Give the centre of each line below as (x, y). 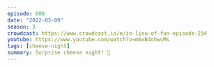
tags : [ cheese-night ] (39, 46)
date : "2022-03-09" (36, 20)
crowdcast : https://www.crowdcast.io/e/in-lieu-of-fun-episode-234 (107, 33)
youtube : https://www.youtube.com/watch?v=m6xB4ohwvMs (89, 40)
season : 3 (22, 27)
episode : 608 (26, 14)
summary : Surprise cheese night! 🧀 (59, 53)
